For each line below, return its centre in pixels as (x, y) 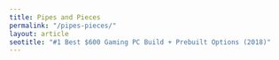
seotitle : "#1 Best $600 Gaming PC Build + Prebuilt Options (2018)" (140, 42)
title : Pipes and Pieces (55, 17)
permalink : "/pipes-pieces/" (63, 26)
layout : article (39, 34)
